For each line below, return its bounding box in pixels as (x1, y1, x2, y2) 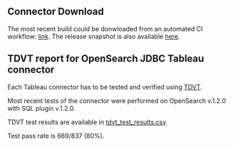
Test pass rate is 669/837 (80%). (7, 131, 105, 140)
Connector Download (7, 6, 105, 18)
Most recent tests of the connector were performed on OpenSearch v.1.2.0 (7, 96, 227, 105)
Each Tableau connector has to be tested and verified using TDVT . (7, 82, 203, 91)
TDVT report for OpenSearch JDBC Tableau (7, 53, 204, 65)
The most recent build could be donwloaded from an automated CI (7, 24, 203, 33)
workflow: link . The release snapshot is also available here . (7, 32, 180, 40)
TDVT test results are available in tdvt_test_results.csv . (7, 117, 168, 126)
